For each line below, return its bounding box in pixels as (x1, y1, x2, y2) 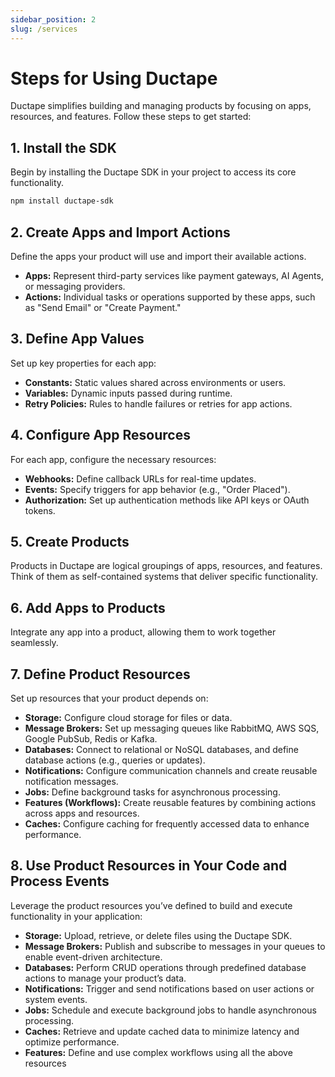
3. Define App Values (10, 331, 145, 348)
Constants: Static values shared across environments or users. (24, 376, 287, 388)
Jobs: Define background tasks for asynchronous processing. (24, 786, 281, 798)
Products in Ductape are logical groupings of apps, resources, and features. (10, 560, 323, 572)
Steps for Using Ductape (10, 67, 218, 90)
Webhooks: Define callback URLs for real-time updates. (24, 472, 257, 485)
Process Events (10, 873, 110, 890)
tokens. (24, 504, 56, 516)
